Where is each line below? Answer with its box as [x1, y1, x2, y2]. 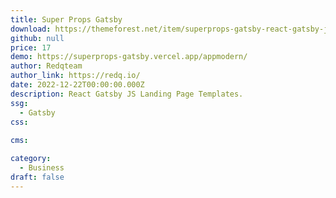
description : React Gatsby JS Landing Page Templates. [10, 89, 244, 99]
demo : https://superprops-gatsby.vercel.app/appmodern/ [10, 52, 248, 62]
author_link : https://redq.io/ [10, 71, 141, 81]
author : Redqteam [10, 61, 83, 71]
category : [10, 154, 52, 164]
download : [10, 24, 52, 34]
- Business [19, 163, 65, 173]
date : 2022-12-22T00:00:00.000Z [10, 80, 145, 90]
